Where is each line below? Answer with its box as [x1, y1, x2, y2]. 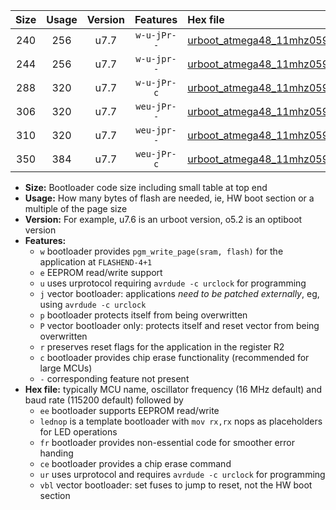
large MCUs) [39, 362, 93, 374]
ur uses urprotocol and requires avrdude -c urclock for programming [39, 469, 326, 480]
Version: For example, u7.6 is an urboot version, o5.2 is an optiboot [24, 214, 303, 225]
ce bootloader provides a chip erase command [39, 458, 232, 469]
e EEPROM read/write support [39, 267, 163, 278]
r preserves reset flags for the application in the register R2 [39, 341, 285, 353]
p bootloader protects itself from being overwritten [39, 309, 248, 321]
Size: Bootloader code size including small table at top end [24, 182, 268, 193]
